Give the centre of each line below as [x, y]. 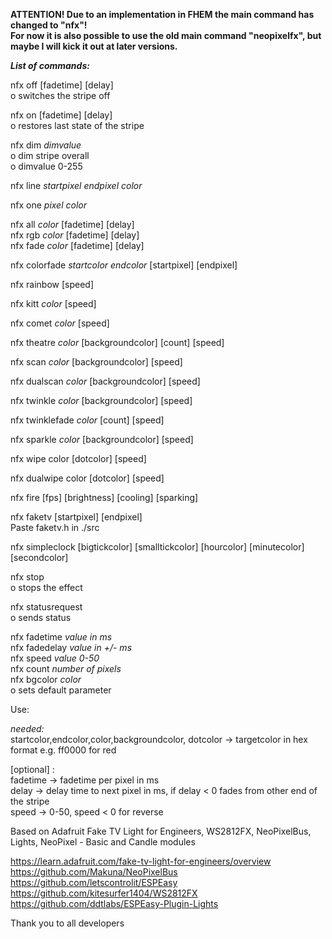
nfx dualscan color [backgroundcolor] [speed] [105, 381]
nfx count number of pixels [66, 668]
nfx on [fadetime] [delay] [61, 115]
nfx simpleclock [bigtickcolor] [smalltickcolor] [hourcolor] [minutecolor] [157, 547]
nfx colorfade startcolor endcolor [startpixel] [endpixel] [124, 265]
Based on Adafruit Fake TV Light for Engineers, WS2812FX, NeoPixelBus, [161, 831]
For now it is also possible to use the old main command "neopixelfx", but [166, 35]
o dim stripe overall [50, 155]
